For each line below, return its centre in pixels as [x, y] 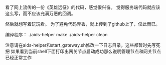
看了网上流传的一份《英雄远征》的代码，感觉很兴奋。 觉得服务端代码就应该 [83, 7]
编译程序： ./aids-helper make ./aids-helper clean [56, 34]
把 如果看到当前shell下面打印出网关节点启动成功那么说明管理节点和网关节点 [83, 51]
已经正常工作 [18, 58]
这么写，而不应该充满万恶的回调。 [40, 13]
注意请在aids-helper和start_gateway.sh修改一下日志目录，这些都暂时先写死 [83, 45]
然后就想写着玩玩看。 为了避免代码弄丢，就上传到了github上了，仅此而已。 [83, 24]
